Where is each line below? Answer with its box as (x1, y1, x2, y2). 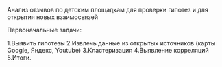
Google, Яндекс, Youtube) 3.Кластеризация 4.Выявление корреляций (7, 47, 209, 54)
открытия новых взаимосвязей (7, 13, 98, 21)
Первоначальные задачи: (7, 26, 82, 34)
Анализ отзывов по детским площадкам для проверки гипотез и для (7, 6, 209, 14)
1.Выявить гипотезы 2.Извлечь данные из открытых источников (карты (7, 39, 216, 47)
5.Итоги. (7, 53, 32, 62)
